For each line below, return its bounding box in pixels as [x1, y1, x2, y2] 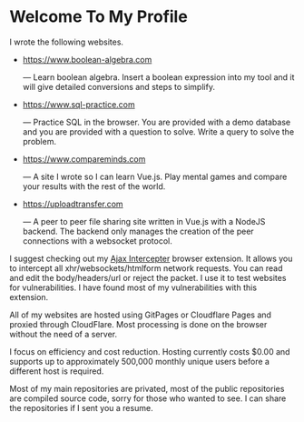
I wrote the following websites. [9, 36, 124, 47]
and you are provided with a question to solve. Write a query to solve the [22, 126, 295, 137]
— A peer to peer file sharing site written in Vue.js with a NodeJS [22, 216, 266, 226]
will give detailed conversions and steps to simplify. [22, 81, 216, 92]
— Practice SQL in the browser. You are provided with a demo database [22, 116, 291, 127]
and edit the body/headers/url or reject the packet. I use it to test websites [9, 272, 287, 283]
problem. [22, 136, 57, 146]
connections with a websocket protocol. [22, 235, 172, 246]
